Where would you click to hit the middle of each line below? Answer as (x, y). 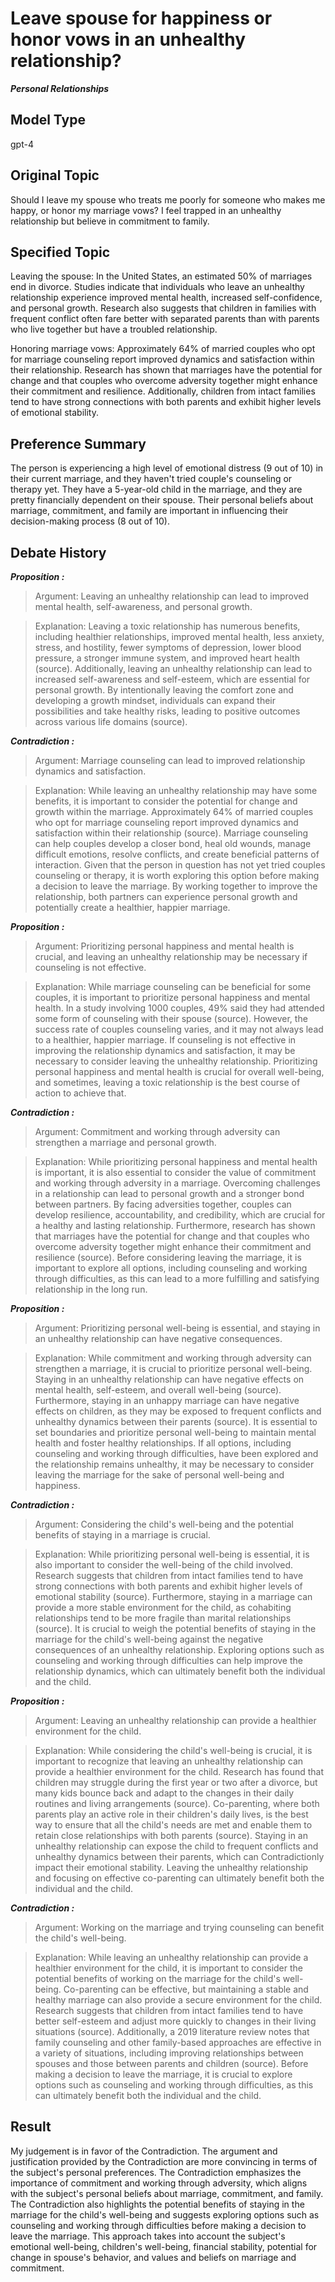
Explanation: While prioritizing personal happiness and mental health (176, 1161)
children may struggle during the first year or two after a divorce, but (176, 1782)
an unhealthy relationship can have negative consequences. (158, 1338)
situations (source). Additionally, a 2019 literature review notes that (172, 2031)
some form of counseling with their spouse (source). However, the (171, 1018)
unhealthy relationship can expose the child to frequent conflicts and (176, 1846)
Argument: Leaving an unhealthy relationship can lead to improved (172, 596)
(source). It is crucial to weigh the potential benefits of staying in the (175, 1628)
